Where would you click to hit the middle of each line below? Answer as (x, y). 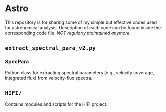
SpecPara (17, 62)
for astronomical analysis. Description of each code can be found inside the (83, 27)
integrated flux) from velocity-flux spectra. (49, 78)
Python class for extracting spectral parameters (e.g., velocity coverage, (80, 72)
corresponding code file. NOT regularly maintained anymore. (68, 33)
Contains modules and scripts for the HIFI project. (56, 104)
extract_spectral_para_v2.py (51, 48)
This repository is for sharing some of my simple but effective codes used (81, 22)
